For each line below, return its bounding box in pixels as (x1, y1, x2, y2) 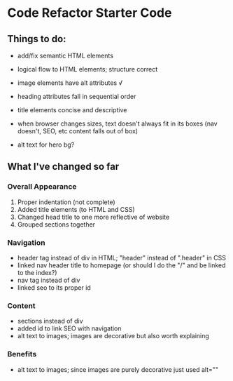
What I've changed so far (7, 161, 120, 173)
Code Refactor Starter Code (7, 5, 172, 21)
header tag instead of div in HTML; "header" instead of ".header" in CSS (17, 253, 226, 262)
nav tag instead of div (17, 276, 80, 284)
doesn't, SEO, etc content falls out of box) (17, 127, 139, 135)
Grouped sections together (17, 220, 96, 229)
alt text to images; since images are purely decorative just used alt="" (17, 365, 219, 373)
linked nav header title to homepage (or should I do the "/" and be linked (17, 261, 226, 269)
